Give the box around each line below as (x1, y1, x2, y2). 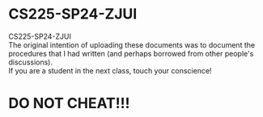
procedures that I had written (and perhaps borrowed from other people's (8, 48, 254, 58)
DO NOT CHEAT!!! (8, 94, 130, 113)
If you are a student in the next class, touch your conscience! (8, 65, 212, 75)
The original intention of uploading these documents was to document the (8, 40, 256, 49)
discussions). (8, 57, 53, 67)
